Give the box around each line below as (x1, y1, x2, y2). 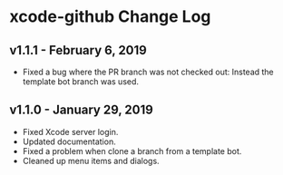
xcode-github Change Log (9, 6, 211, 27)
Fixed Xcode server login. (22, 126, 119, 137)
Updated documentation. (22, 136, 116, 147)
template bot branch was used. (22, 76, 139, 87)
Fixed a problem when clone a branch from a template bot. (22, 145, 242, 156)
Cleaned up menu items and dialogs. (22, 155, 161, 166)
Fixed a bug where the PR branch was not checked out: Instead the (22, 66, 274, 77)
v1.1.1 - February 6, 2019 (9, 43, 147, 58)
